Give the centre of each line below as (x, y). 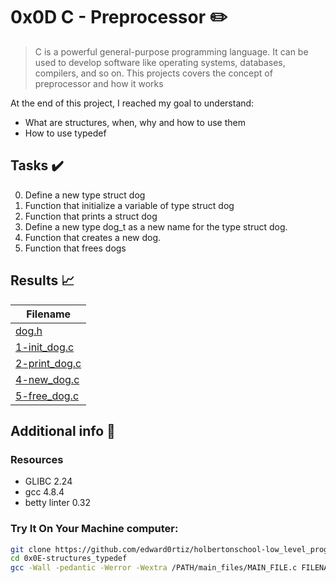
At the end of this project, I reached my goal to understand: (132, 103)
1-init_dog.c (45, 347)
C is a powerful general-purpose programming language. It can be (171, 51)
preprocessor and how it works (99, 83)
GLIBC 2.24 (48, 481)
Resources (37, 459)
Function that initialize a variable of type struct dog (129, 205)
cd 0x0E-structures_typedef (69, 559)
